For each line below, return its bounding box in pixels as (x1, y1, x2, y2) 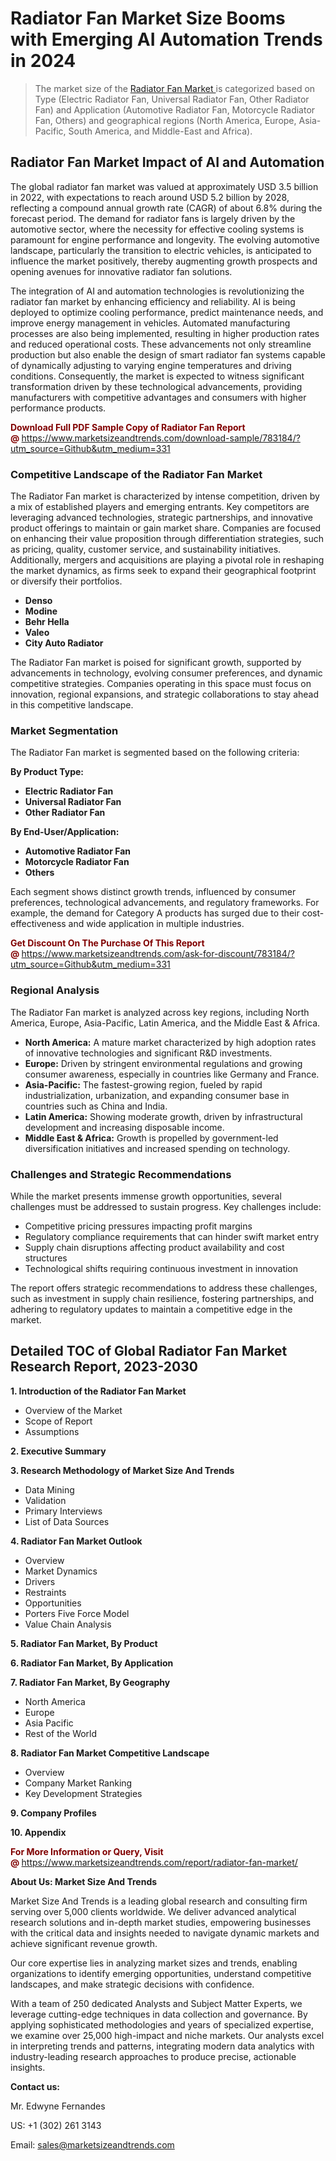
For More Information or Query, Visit (10, 1845, 164, 1857)
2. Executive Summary (10, 1445, 107, 1457)
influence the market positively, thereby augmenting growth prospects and (10, 255, 318, 267)
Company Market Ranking (24, 1777, 133, 1789)
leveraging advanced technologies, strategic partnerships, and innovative (10, 512, 313, 524)
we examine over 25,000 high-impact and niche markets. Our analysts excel (10, 2029, 325, 2041)
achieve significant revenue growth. (10, 1937, 158, 1949)
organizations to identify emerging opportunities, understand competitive (10, 1967, 312, 1979)
